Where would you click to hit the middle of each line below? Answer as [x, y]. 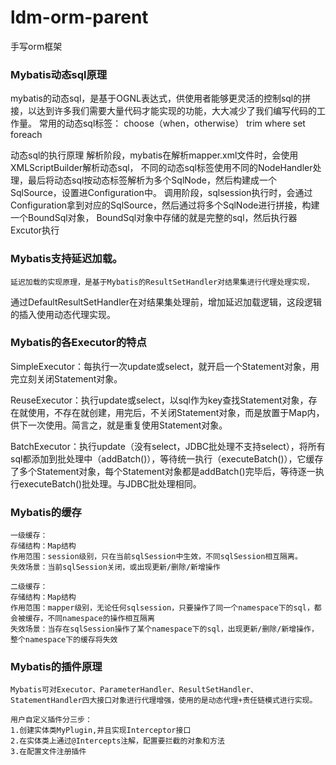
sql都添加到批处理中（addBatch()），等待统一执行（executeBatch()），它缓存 [167, 458]
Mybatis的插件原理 [56, 667]
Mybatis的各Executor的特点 [78, 343]
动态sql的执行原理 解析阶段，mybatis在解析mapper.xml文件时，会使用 [154, 155]
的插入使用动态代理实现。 [63, 314]
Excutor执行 [35, 230]
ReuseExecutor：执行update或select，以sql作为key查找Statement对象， [159, 400]
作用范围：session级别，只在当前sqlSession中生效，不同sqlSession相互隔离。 [156, 557]
